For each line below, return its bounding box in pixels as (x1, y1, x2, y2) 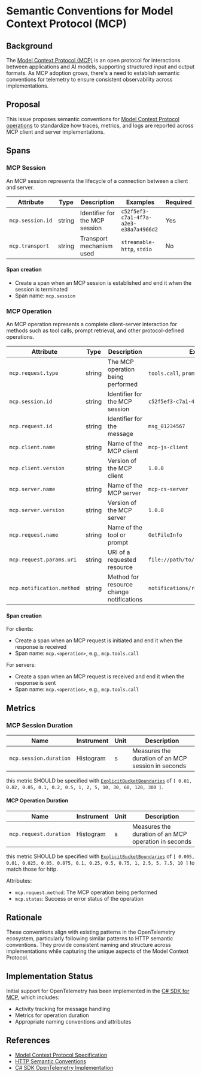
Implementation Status (6, 971, 93, 982)
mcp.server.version (9, 507, 65, 513)
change (107, 588, 129, 596)
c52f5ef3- (121, 208, 149, 215)
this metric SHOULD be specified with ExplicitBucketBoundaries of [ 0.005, (6, 853, 195, 860)
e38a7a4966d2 (121, 226, 159, 233)
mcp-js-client (148, 444, 188, 450)
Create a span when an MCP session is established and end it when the (14, 279, 192, 286)
